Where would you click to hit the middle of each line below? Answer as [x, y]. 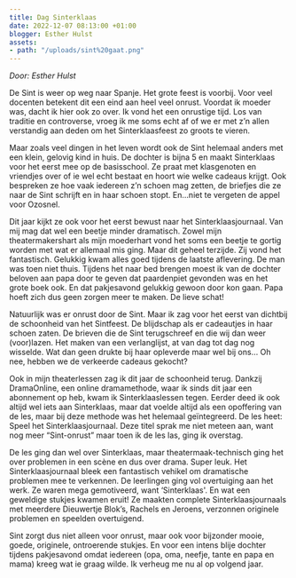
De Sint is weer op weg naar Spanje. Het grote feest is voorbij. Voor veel [141, 93]
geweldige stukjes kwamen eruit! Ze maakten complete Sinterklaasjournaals [148, 500]
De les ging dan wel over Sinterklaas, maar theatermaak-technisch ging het [146, 453]
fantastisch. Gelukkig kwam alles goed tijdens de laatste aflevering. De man [147, 259]
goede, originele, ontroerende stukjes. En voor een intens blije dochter [138, 545]
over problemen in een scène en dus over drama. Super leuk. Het [129, 462]
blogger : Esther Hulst [51, 34]
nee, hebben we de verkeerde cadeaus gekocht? [99, 361]
